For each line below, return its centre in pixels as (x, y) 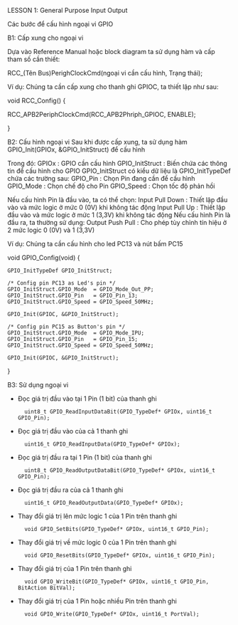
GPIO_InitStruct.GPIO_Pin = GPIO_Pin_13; (73, 295)
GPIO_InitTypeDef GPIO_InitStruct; (60, 271)
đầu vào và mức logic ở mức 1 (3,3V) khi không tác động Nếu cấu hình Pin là (119, 215)
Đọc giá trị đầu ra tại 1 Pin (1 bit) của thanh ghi (85, 457)
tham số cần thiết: (34, 59)
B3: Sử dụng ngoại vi (38, 385)
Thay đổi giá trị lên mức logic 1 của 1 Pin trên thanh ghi (97, 516)
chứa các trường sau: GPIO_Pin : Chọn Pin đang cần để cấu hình (101, 178)
